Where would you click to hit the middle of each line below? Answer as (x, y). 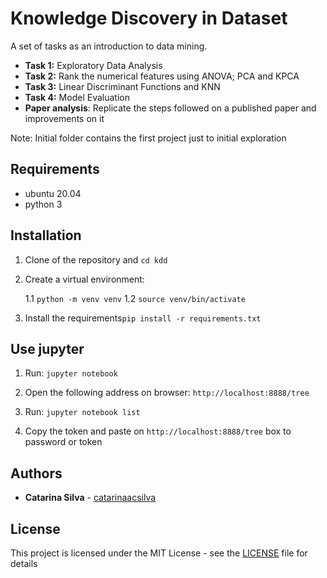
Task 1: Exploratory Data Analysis (93, 65)
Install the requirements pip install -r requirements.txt (143, 318)
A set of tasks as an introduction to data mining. (109, 46)
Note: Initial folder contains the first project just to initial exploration (148, 138)
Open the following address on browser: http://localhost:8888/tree (167, 393)
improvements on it (64, 118)
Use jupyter (47, 348)
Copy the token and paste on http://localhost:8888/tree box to (158, 431)
